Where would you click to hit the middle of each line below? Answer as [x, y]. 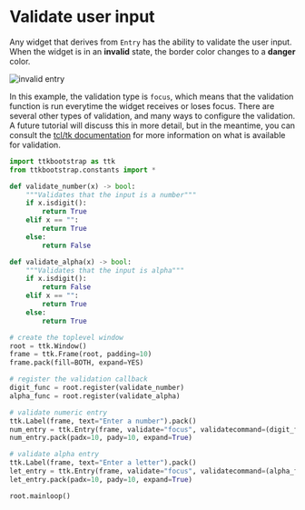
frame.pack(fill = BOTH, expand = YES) [77, 363]
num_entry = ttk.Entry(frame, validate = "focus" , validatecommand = [138, 429]
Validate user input [83, 17]
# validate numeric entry [58, 412]
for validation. [35, 145]
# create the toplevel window [67, 337]
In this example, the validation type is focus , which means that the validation [152, 96]
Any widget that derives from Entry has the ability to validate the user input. [151, 42]
